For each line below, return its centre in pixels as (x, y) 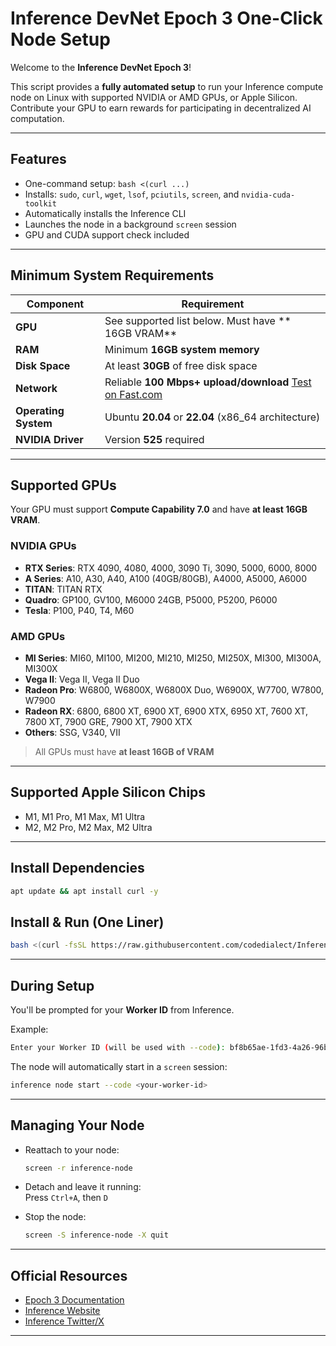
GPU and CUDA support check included (107, 234)
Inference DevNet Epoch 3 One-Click (166, 18)
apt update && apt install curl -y (84, 891)
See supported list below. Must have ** (198, 320)
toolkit (40, 203)
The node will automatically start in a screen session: (119, 1066)
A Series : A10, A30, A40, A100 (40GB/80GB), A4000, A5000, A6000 (166, 578)
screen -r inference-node (78, 1168)
